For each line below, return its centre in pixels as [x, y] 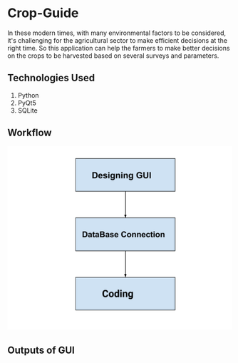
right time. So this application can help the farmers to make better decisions [119, 48]
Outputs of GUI [41, 350]
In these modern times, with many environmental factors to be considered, [117, 33]
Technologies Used [51, 78]
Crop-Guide [43, 13]
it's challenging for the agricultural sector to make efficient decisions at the [118, 40]
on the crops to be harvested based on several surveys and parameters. [113, 56]
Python [28, 95]
